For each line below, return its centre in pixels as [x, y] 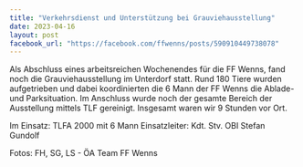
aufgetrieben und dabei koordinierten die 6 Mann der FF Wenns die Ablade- [152, 89]
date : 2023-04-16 [42, 26]
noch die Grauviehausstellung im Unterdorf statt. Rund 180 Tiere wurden [146, 79]
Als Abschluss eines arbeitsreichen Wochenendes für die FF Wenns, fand [147, 69]
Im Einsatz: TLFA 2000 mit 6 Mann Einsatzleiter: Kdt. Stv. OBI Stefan [137, 126]
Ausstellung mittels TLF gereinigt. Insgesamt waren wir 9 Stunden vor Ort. [148, 108]
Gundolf [25, 136]
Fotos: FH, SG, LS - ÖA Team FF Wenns [84, 153]
